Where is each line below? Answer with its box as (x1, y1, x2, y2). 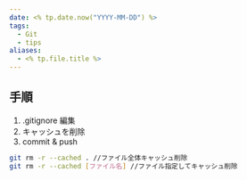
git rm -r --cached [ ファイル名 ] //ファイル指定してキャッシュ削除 (9, 161, 238, 170)
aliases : (9, 46, 42, 55)
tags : (9, 21, 29, 30)
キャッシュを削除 (21, 126, 86, 136)
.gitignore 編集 (21, 115, 76, 126)
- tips (17, 37, 42, 47)
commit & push (21, 135, 78, 147)
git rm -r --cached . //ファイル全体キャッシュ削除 (9, 153, 188, 162)
